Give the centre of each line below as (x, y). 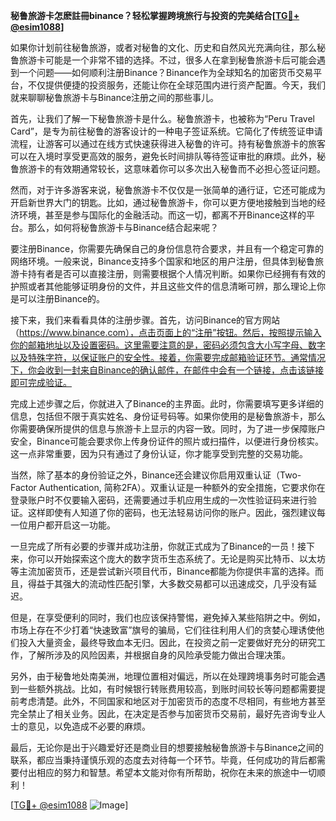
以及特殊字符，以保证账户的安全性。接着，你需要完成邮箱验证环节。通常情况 (168, 357)
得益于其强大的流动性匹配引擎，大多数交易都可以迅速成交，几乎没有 (167, 583)
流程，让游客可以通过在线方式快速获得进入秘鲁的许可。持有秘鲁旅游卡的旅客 (168, 143)
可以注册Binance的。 (62, 298)
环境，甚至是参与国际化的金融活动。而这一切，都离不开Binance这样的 (162, 215)
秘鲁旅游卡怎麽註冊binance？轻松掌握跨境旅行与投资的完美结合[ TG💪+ (155, 15)
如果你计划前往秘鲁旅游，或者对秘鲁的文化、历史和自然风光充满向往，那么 (163, 47)
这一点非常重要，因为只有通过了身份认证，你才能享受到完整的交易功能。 (159, 453)
